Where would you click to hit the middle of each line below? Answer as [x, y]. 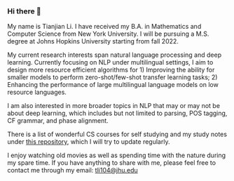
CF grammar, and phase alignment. [58, 121]
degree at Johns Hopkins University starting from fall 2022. [93, 41]
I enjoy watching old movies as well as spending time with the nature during [117, 155]
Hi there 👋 [25, 11]
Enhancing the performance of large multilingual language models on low [113, 85]
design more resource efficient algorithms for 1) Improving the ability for [111, 70]
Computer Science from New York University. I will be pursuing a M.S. [108, 34]
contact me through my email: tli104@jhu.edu [73, 170]
